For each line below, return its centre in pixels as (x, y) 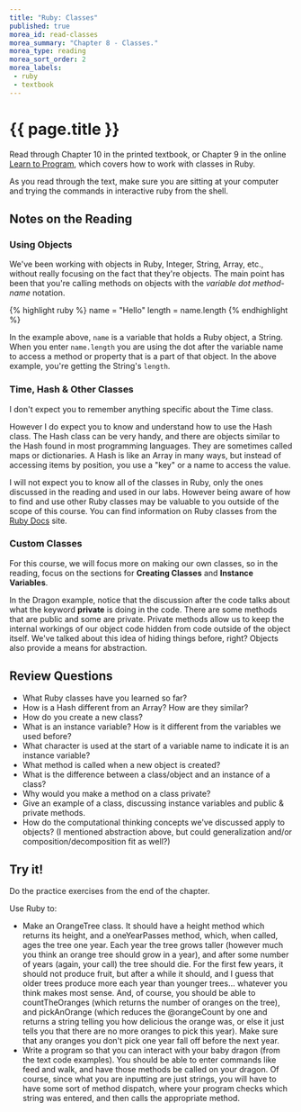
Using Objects (41, 244)
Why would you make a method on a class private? (116, 793)
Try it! (26, 870)
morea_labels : (36, 68)
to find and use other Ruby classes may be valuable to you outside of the (144, 502)
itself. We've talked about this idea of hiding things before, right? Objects (144, 638)
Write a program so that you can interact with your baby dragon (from (151, 1051)
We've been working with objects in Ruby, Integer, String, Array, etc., (137, 264)
